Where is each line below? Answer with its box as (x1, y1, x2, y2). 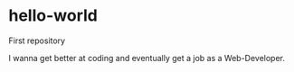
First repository (8, 35, 65, 46)
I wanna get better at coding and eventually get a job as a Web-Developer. (8, 52, 286, 63)
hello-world (8, 5, 99, 26)
